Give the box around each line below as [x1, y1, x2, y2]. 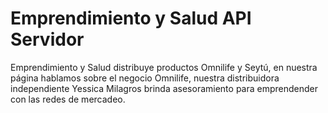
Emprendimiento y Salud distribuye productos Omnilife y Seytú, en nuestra [10, 61, 318, 73]
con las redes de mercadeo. [10, 93, 126, 105]
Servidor [10, 28, 85, 51]
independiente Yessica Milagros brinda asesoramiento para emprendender [10, 82, 318, 94]
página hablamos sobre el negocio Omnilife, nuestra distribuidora [10, 72, 280, 84]
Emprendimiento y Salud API [10, 7, 252, 30]
